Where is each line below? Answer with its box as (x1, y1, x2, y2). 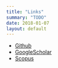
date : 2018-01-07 (6, 20, 50, 26)
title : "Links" (6, 8, 44, 15)
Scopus (14, 55, 34, 62)
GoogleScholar (14, 49, 52, 56)
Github (14, 42, 32, 49)
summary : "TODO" (6, 14, 47, 20)
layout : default (6, 25, 47, 32)
